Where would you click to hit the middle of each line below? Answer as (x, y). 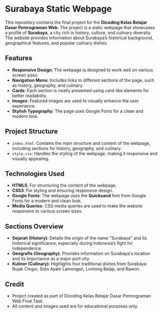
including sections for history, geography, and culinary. (67, 148)
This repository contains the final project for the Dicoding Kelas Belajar (76, 22)
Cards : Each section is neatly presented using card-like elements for (80, 90)
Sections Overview (34, 226)
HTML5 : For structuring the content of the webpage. (64, 186)
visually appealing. (31, 158)
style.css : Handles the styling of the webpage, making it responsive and (85, 153)
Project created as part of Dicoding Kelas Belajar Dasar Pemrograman (81, 296)
